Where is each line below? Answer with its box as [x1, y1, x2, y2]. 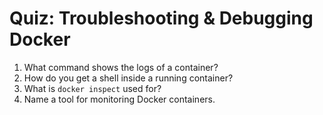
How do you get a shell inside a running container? [23, 72, 234, 84]
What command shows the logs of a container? [23, 61, 219, 73]
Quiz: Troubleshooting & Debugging [9, 7, 314, 30]
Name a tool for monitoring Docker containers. [23, 93, 216, 105]
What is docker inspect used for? [23, 82, 162, 94]
